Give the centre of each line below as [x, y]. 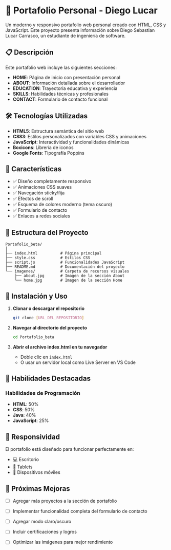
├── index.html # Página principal [54, 253]
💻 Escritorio [26, 460]
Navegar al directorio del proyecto [50, 327]
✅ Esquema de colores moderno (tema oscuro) [62, 205]
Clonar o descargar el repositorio [49, 308]
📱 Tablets [23, 467]
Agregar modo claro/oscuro [42, 522]
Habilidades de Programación [43, 393]
